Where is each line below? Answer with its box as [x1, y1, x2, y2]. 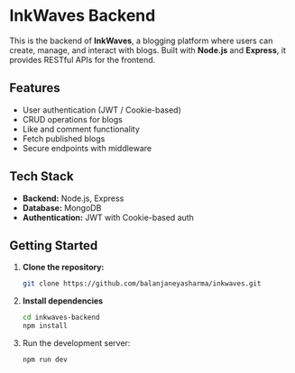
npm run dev [22, 355, 68, 364]
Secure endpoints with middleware [22, 142, 152, 153]
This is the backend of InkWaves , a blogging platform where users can [9, 35, 273, 46]
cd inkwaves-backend [22, 313, 100, 323]
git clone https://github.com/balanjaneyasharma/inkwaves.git [22, 279, 262, 288]
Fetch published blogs [22, 132, 106, 144]
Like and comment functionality [22, 123, 140, 134]
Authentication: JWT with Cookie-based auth [22, 212, 194, 223]
